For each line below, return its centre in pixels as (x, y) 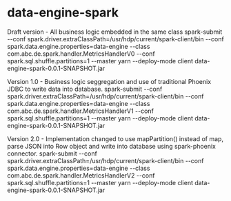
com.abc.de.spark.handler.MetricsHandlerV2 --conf (81, 175)
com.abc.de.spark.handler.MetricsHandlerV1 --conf (80, 111)
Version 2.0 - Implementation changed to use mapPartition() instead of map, (115, 138)
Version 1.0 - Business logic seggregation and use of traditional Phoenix (109, 81)
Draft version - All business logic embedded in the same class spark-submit (115, 32)
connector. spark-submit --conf (52, 154)
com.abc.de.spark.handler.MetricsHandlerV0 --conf (81, 54)
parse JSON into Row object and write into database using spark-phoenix (111, 146)
